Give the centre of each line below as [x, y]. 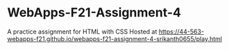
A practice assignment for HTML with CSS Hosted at [82, 32]
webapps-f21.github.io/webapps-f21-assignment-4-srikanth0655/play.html [114, 38]
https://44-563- [181, 32]
